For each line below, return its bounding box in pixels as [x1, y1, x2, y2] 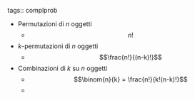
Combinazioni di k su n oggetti [17, 64, 108, 72]
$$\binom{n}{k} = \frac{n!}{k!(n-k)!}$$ [74, 75, 188, 84]
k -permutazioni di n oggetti [17, 42, 99, 50]
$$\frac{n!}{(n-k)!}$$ [99, 53, 162, 61]
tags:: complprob [7, 6, 58, 14]
